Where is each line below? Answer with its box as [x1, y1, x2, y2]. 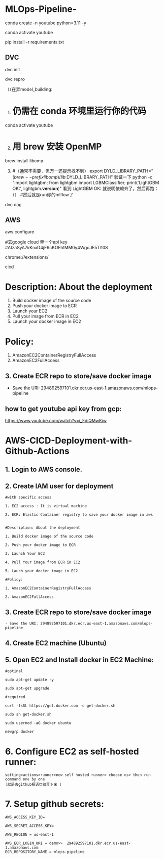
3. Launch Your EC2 [5, 551, 45, 556]
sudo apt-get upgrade [5, 686, 50, 691]
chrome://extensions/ [5, 254, 49, 260]
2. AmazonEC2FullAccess [5, 594, 54, 599]
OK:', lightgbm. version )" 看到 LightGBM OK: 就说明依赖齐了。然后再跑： [12, 185, 159, 191]
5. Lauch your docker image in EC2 [5, 569, 78, 574]
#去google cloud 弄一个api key [5, 239, 67, 245]
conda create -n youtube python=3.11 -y [5, 20, 87, 26]
